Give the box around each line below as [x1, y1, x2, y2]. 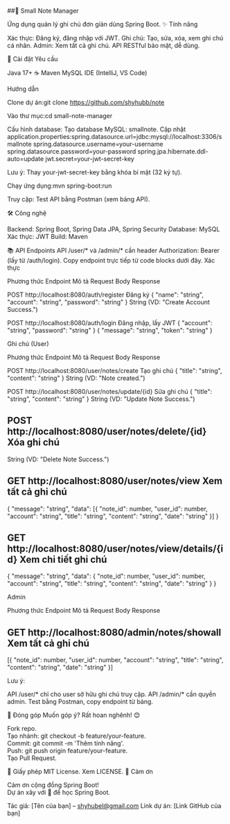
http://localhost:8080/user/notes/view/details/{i [7, 543, 224, 555]
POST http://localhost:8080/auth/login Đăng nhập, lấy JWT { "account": [7, 319, 213, 327]
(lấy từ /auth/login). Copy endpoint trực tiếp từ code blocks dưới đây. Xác [7, 256, 215, 264]
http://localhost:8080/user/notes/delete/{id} [7, 426, 207, 438]
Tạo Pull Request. [7, 754, 57, 762]
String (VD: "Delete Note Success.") [7, 455, 109, 463]
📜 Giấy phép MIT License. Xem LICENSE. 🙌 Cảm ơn [7, 768, 154, 776]
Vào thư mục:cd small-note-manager [7, 112, 113, 120]
